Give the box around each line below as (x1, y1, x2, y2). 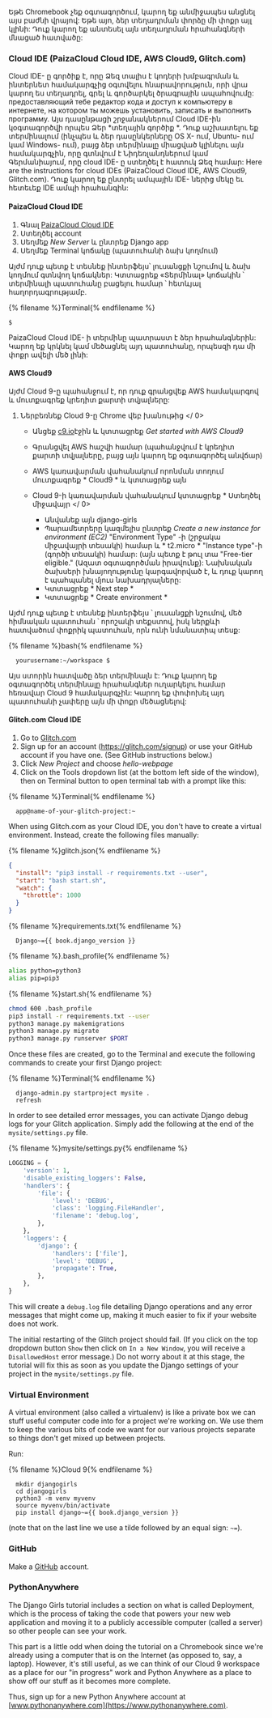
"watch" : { (15, 884, 53, 892)
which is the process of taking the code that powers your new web (8, 1609, 231, 1618)
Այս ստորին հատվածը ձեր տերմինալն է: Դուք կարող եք (8, 670, 218, 680)
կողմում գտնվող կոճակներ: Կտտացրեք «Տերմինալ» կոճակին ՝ (8, 270, 244, 279)
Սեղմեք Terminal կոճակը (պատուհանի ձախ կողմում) (19, 245, 219, 255)
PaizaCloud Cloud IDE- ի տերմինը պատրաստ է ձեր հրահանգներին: (8, 332, 257, 342)
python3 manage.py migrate (8, 1027, 100, 1035)
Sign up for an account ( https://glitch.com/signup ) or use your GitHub (19, 741, 253, 751)
